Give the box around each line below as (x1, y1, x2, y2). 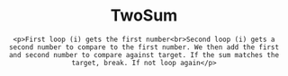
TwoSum (110, 5, 178, 26)
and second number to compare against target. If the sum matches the (9, 50, 279, 59)
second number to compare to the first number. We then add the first (9, 42, 279, 52)
